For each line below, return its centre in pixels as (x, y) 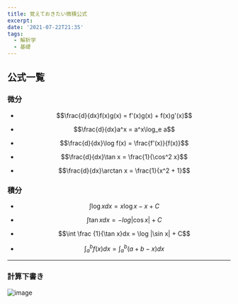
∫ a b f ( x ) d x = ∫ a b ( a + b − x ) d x (124, 249)
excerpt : (20, 21)
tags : (15, 34)
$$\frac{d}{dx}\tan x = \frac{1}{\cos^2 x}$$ (124, 156)
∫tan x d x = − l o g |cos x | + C (124, 219)
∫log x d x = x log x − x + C (124, 206)
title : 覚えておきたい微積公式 (47, 14)
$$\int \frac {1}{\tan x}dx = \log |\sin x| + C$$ (124, 233)
